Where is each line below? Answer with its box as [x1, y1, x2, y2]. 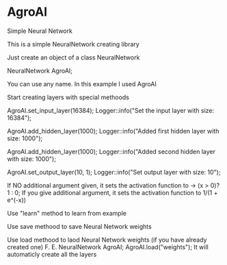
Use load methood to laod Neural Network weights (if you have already [7, 236, 207, 244]
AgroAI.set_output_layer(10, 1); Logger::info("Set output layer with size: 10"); [7, 168, 221, 176]
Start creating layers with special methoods [7, 93, 130, 101]
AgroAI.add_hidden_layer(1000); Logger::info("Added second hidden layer [7, 147, 216, 155]
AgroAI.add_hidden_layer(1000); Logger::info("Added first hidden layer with [7, 127, 219, 135]
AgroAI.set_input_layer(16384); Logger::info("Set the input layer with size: [7, 106, 215, 114]
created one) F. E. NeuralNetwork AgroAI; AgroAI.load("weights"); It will [7, 242, 209, 251]
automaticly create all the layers [7, 250, 97, 258]
